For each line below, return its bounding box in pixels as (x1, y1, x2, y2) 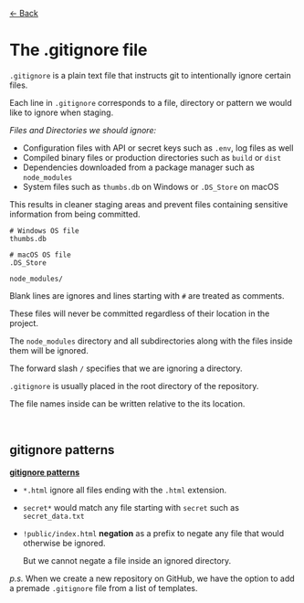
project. (9, 317, 39, 328)
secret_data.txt (22, 512, 85, 521)
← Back (9, 8, 38, 18)
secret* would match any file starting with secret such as (22, 502, 240, 513)
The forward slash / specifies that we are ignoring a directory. (9, 363, 244, 374)
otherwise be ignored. (22, 537, 107, 548)
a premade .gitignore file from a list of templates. (9, 582, 198, 593)
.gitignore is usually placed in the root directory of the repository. (9, 380, 259, 391)
